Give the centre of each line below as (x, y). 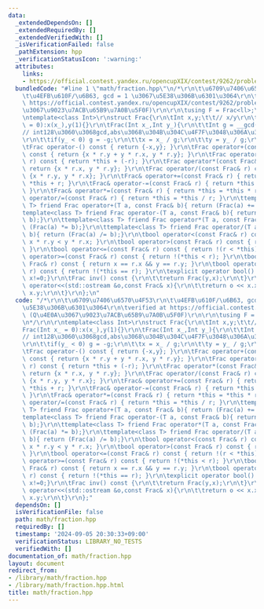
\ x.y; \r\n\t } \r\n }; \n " (61, 293)
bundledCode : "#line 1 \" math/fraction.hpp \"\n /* (98, 88)
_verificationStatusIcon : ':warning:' (79, 60)
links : (33, 74)
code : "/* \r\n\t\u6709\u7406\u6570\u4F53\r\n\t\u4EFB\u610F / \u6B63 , (130, 300)
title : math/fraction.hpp (50, 592)
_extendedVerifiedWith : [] (59, 37)
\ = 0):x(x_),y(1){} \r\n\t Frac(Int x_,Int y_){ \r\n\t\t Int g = (128, 125)
